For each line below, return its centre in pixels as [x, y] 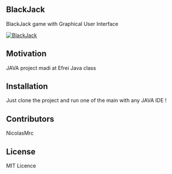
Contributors [30, 119]
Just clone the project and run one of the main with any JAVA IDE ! [87, 101]
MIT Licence [21, 166]
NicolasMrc [20, 133]
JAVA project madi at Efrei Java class [51, 68]
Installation [27, 87]
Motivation [26, 54]
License [21, 151]
